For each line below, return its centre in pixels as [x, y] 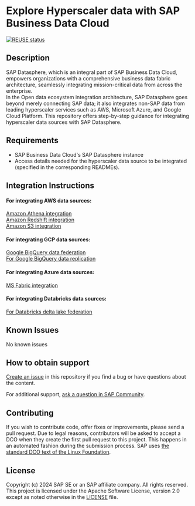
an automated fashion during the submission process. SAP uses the [88, 446]
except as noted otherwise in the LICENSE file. [62, 497]
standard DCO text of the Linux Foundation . [59, 452]
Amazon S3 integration [34, 226]
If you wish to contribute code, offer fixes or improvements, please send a [95, 427]
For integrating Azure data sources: [50, 272]
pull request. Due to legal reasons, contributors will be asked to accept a [93, 433]
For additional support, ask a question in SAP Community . [76, 394]
